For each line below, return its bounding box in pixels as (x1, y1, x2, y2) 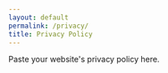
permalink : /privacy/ (8, 21, 89, 30)
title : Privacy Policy (8, 29, 93, 38)
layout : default (8, 12, 69, 22)
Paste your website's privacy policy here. (8, 54, 160, 65)
